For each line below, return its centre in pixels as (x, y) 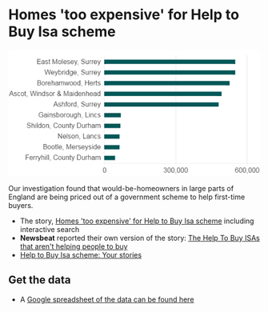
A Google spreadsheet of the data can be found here (107, 299)
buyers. (21, 205)
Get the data (40, 280)
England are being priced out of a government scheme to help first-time (127, 197)
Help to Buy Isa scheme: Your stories (81, 254)
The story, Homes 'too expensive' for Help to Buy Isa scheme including (137, 221)
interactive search (50, 229)
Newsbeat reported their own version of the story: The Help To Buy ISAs (140, 238)
